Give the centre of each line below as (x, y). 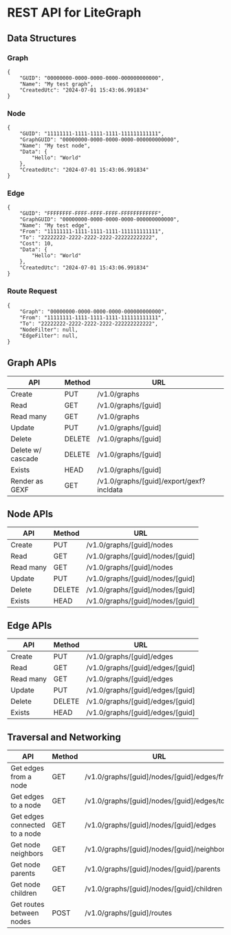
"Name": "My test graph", (57, 84)
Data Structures (42, 38)
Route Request (32, 291)
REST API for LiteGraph (74, 13)
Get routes (27, 905)
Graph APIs (32, 363)
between (25, 913)
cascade (25, 459)
